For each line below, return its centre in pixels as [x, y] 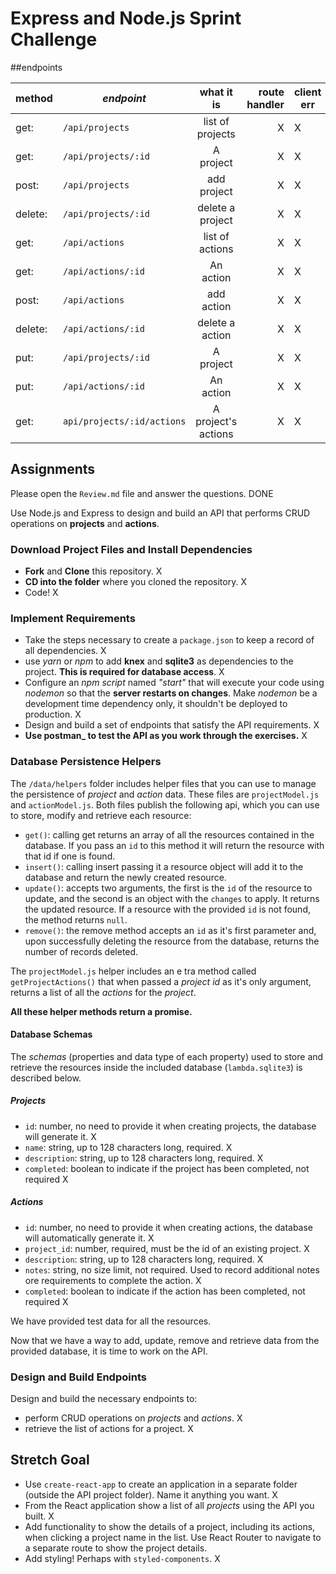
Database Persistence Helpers [86, 762]
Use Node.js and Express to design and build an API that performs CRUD [160, 513]
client [307, 92]
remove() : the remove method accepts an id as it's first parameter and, [170, 930]
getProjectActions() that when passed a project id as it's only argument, [161, 981]
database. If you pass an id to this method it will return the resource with [174, 845]
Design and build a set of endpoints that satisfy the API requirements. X [172, 725]
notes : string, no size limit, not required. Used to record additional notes [172, 1269]
